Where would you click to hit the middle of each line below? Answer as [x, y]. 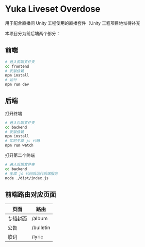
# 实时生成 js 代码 [23, 141]
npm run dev [17, 85]
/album [40, 219]
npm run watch [19, 145]
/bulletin [41, 228]
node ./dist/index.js [27, 178]
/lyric [38, 237]
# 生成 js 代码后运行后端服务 [32, 173]
